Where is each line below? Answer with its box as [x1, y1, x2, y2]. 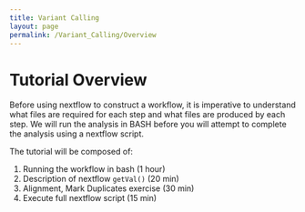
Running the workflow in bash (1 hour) [22, 164, 166, 175]
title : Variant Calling [9, 13, 100, 23]
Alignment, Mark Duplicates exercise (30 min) [22, 183, 195, 194]
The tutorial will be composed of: [9, 146, 134, 157]
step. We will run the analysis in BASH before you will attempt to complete [9, 119, 287, 130]
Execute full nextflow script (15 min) [22, 193, 158, 204]
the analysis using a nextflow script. [9, 128, 144, 139]
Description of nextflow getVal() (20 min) [22, 174, 179, 185]
